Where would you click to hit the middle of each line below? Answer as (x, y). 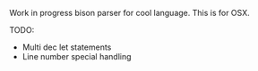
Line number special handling (77, 56)
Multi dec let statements (67, 47)
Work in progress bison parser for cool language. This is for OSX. (129, 13)
